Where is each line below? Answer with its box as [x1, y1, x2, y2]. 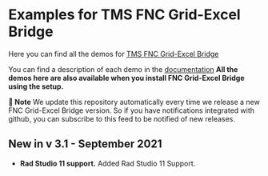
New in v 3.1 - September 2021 [8, 138, 162, 151]
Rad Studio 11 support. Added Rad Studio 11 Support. [19, 158, 196, 168]
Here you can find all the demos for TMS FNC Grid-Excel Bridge [8, 49, 219, 58]
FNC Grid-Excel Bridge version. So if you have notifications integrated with [8, 106, 254, 115]
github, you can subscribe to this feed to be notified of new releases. [8, 114, 236, 123]
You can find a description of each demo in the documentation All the [8, 64, 238, 74]
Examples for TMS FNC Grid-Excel [8, 6, 242, 24]
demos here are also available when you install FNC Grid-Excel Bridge [8, 73, 246, 82]
